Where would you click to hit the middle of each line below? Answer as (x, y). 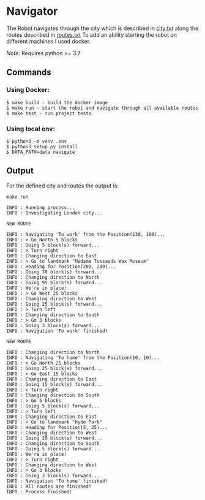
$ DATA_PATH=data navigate (41, 152)
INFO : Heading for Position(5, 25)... (57, 427)
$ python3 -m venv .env (37, 141)
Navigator (32, 11)
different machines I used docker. (49, 41)
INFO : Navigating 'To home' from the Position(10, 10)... (83, 358)
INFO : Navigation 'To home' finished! (57, 481)
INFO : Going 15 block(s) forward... (54, 384)
